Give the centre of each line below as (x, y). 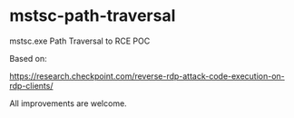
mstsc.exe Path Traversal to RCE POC (80, 41)
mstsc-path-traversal (93, 16)
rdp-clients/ (31, 85)
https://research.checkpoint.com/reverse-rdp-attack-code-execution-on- (147, 76)
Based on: (28, 58)
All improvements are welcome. (68, 103)
